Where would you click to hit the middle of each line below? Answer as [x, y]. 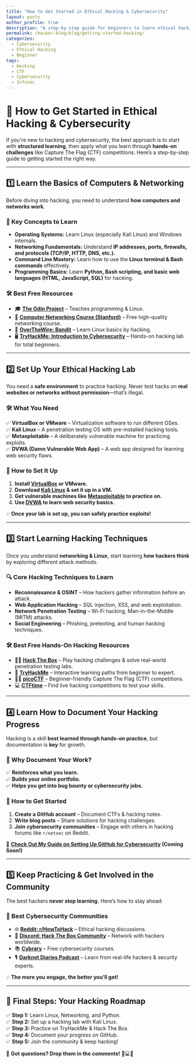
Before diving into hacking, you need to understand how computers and [93, 200]
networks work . [26, 206]
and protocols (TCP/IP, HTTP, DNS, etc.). [65, 253]
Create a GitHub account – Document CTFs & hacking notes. [88, 814]
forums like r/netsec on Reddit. [52, 833]
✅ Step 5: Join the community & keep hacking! [62, 1042]
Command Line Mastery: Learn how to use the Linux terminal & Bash [99, 259]
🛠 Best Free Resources [39, 293]
